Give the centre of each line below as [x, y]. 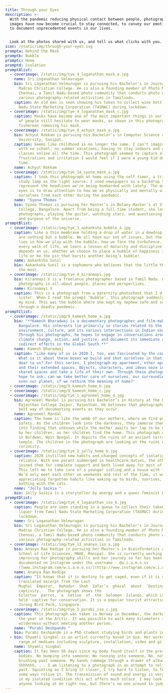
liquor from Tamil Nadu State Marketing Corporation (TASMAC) [84, 512]
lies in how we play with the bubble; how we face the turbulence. [90, 242]
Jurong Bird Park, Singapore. [50, 605]
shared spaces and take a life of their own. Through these [82, 372]
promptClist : [19, 312]
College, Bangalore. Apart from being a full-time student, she [87, 209]
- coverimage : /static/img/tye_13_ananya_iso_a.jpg [65, 544]
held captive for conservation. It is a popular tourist [80, 600]
